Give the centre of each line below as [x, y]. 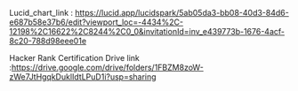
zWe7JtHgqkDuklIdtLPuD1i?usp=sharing [83, 77]
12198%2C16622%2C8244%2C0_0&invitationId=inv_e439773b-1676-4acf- [147, 31]
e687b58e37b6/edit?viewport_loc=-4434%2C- [97, 22]
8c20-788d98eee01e [48, 41]
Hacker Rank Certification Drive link [75, 58]
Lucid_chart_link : [41, 13]
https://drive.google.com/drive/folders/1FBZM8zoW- [108, 67]
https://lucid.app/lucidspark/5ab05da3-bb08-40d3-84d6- [182, 13]
